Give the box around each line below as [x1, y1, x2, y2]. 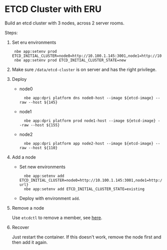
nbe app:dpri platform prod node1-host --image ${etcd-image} [23, 118, 156, 123]
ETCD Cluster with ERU [4, 3, 102, 15]
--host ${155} [30, 122, 60, 128]
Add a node [11, 154, 36, 160]
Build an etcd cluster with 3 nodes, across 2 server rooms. [4, 20, 125, 26]
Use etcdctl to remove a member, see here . [11, 215, 103, 221]
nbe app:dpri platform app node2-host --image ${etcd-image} [23, 141, 154, 146]
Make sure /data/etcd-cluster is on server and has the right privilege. [11, 66, 157, 72]
